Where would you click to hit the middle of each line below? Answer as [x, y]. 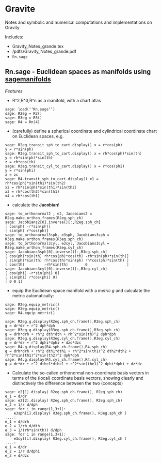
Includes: [14, 37]
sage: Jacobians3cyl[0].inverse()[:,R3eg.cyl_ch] [56, 269]
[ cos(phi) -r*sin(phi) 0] [32, 273]
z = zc [12, 175]
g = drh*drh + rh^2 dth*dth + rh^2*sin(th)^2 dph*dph [61, 334]
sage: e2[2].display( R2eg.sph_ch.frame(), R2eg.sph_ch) [64, 401]
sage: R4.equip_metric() [30, 313]
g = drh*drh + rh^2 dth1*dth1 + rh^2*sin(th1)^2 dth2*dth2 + [68, 351]
